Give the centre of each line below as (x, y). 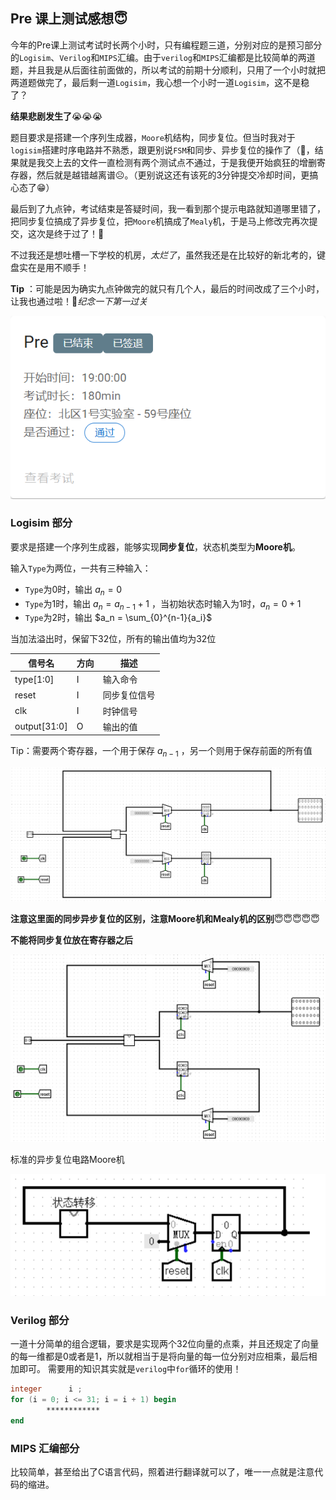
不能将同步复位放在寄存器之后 (71, 940)
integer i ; (46, 1389)
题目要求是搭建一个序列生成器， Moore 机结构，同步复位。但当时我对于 (153, 137)
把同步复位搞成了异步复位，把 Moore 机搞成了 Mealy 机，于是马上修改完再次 (160, 221)
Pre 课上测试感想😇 (69, 19)
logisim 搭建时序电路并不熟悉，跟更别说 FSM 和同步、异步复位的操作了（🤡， (162, 150)
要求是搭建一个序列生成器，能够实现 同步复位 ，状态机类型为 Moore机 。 (155, 546)
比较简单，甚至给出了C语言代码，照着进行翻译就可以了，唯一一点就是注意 (162, 1472)
